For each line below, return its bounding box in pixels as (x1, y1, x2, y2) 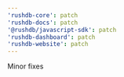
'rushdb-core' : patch (7, 11, 78, 19)
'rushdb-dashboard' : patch (7, 33, 96, 41)
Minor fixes (7, 61, 44, 71)
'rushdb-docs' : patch (7, 19, 78, 26)
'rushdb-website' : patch (7, 40, 89, 48)
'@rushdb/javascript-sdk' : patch (7, 26, 117, 33)
